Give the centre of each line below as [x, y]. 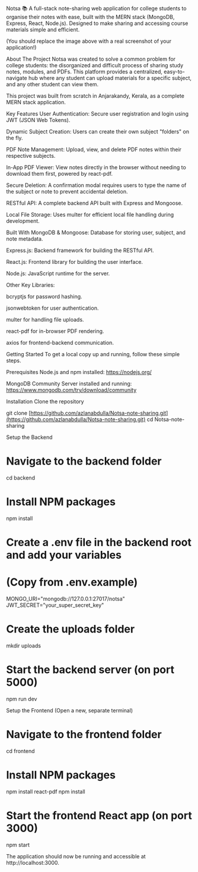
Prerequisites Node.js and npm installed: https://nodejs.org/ [79, 372]
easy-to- [174, 71]
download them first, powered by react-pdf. [60, 174]
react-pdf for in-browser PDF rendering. [55, 331]
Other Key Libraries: [31, 285]
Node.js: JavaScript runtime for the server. [58, 273]
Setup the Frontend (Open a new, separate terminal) [70, 710]
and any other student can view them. [52, 84]
